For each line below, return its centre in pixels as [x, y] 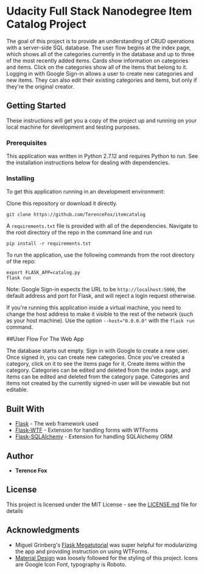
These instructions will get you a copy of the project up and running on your [101, 120]
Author [20, 456]
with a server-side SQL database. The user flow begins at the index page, [99, 48]
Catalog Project [46, 24]
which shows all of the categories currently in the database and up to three [100, 54]
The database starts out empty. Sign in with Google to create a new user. [98, 351]
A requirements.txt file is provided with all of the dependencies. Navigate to [102, 226]
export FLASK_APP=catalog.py [43, 273]
